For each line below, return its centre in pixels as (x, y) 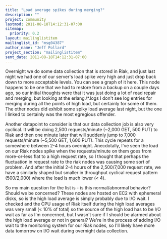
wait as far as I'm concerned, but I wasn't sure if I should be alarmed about (83, 215)
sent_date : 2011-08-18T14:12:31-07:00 (46, 57)
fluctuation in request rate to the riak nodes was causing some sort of (78, 162)
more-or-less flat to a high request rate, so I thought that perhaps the (77, 156)
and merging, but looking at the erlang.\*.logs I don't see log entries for (79, 98)
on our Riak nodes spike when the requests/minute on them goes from (78, 151)
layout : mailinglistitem (31, 38)
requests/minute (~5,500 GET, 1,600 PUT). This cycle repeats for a (74, 140)
